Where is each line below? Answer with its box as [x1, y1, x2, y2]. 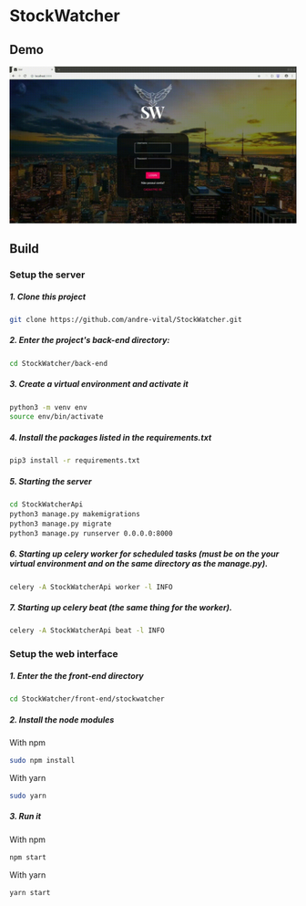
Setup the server [9, 268, 86, 281]
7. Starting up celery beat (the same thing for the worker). [9, 602, 232, 613]
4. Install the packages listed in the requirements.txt [9, 432, 212, 443]
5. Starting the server [9, 475, 93, 486]
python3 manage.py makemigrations [9, 510, 141, 519]
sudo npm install [9, 756, 76, 765]
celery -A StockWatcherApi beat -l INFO [9, 626, 166, 635]
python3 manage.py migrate [9, 519, 112, 528]
